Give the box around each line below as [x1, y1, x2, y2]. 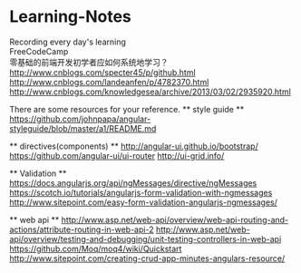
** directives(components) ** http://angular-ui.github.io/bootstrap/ [9, 141, 258, 151]
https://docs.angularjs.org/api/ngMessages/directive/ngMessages [9, 177, 257, 188]
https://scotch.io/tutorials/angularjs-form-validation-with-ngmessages [9, 187, 273, 198]
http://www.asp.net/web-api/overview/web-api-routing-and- [61, 214, 289, 225]
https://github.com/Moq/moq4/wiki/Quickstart [9, 243, 182, 254]
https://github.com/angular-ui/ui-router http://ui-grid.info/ [9, 150, 225, 161]
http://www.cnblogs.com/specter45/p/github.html [9, 66, 197, 78]
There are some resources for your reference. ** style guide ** [9, 103, 245, 114]
